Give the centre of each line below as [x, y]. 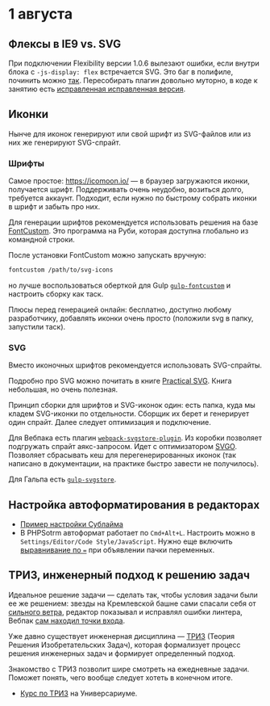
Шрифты [26, 163]
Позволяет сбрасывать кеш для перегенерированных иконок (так [122, 455]
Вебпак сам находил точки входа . [67, 620]
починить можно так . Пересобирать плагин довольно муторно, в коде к [133, 80]
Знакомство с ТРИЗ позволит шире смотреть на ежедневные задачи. [129, 669]
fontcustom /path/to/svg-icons [61, 270]
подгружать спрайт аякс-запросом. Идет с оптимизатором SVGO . [123, 447]
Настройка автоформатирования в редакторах [134, 504]
